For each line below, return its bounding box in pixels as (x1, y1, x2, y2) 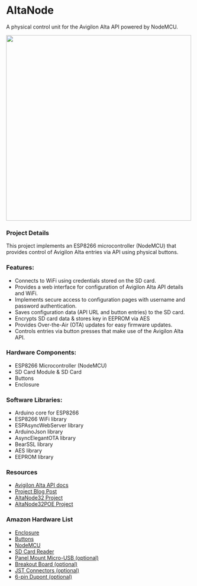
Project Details (6, 229, 49, 237)
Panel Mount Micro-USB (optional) (14, 554, 99, 561)
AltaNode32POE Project (14, 501, 73, 508)
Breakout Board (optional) (14, 560, 78, 568)
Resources (6, 468, 38, 477)
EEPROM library (14, 454, 54, 461)
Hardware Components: (6, 349, 77, 357)
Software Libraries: (6, 395, 63, 404)
